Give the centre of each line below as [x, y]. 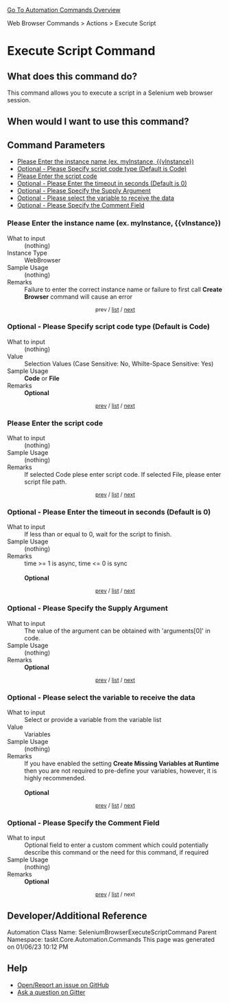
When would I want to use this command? [98, 122]
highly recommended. [55, 778]
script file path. [46, 482]
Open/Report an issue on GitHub [63, 984]
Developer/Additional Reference [77, 915]
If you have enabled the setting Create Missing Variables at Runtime [122, 763]
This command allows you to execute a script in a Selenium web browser [110, 93]
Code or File [42, 378]
